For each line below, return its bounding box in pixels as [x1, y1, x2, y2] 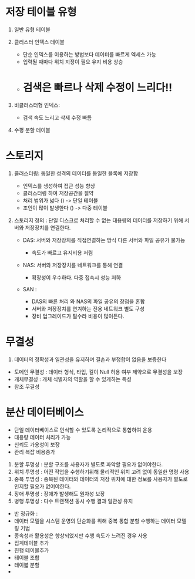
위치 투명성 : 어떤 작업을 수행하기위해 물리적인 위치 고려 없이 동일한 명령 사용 [14, 468, 190, 475]
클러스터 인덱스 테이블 [14, 38, 65, 45]
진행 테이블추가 [14, 547, 49, 554]
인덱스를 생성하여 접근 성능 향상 [22, 182, 95, 189]
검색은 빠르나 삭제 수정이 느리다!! [22, 81, 173, 95]
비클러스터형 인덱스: [14, 101, 60, 109]
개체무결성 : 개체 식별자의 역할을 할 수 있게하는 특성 [14, 375, 132, 382]
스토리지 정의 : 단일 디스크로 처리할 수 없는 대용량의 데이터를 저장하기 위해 [14, 217, 183, 224]
